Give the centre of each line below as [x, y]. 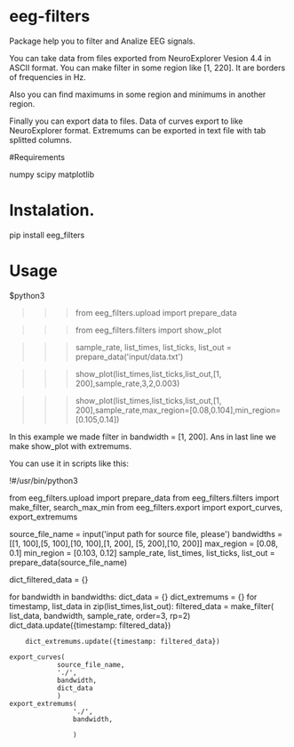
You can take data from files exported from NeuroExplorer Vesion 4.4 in [140, 58]
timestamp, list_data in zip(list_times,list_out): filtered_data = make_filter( [142, 606]
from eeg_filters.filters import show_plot [148, 330]
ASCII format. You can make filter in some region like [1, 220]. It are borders [147, 68]
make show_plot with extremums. [71, 446]
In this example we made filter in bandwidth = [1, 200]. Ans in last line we [143, 437]
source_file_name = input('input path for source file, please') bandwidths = [146, 534]
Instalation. [52, 210]
